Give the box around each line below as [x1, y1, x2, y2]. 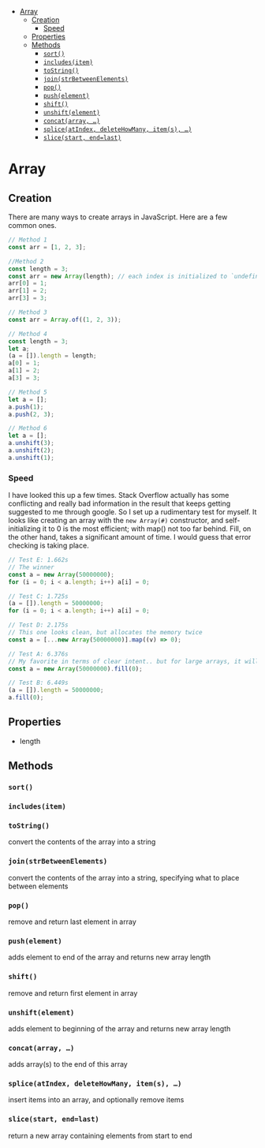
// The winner [8, 563, 55, 571]
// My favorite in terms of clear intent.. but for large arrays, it [8, 657, 242, 665]
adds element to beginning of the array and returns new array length [8, 1023, 231, 1033]
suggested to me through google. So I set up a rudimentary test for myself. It [8, 507, 257, 517]
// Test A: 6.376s [8, 650, 69, 658]
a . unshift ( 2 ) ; [8, 447, 55, 454]
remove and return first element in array [8, 988, 138, 997]
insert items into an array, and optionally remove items [8, 1095, 185, 1105]
